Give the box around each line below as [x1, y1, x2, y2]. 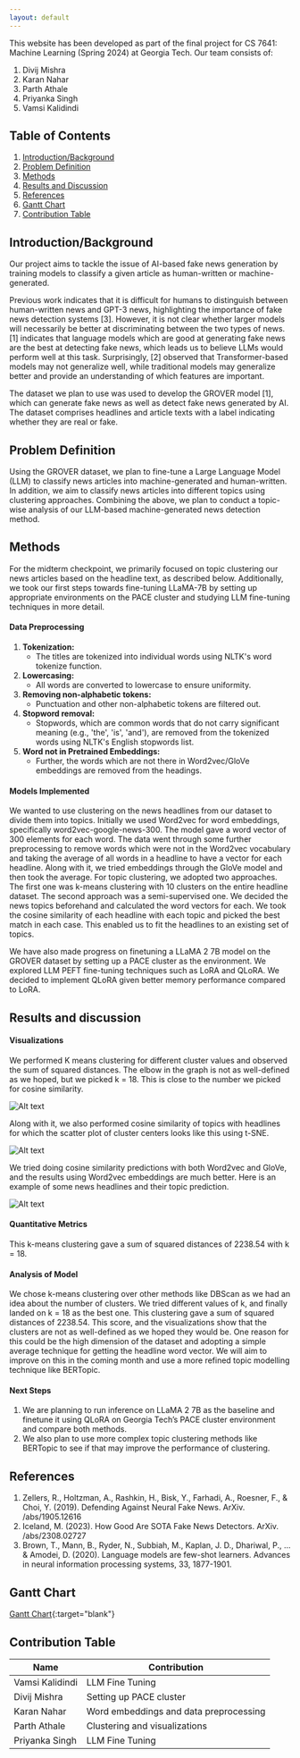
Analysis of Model [9, 1268, 79, 1279]
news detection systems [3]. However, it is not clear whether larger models [9, 314, 286, 324]
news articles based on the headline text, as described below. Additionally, [9, 573, 284, 584]
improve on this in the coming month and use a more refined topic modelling [9, 1355, 290, 1366]
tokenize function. [35, 660, 103, 671]
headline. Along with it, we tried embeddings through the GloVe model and [9, 862, 283, 873]
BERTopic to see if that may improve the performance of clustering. [21, 1443, 271, 1453]
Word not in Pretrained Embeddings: [21, 746, 161, 757]
